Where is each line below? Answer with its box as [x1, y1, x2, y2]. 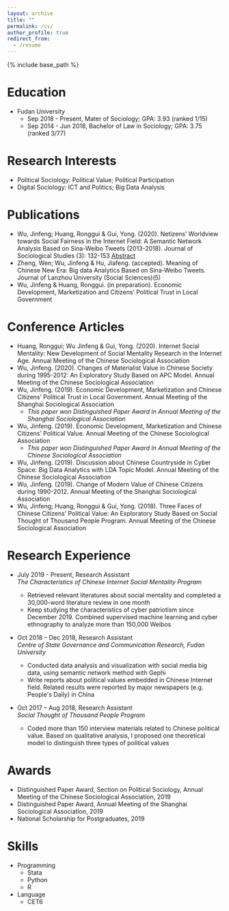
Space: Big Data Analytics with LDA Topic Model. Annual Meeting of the [16, 465, 219, 473]
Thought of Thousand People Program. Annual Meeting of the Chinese [16, 516, 217, 525]
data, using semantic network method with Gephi [27, 669, 166, 677]
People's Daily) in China [27, 690, 94, 699]
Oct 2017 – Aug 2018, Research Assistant [16, 703, 133, 712]
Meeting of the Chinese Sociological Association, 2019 [16, 793, 171, 801]
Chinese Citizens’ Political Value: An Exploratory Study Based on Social [16, 509, 217, 517]
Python [27, 875, 48, 884]
